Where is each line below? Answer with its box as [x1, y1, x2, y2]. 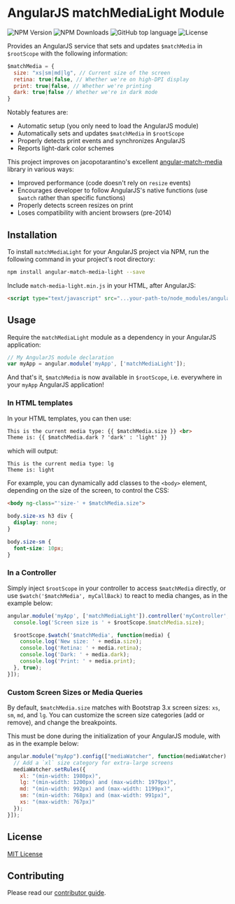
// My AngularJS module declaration [7, 354, 114, 361]
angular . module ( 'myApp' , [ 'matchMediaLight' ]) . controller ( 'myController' [7, 612, 227, 619]
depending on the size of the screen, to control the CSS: [7, 486, 169, 495]
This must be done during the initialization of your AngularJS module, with [7, 731, 220, 740]
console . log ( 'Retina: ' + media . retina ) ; [20, 644, 142, 652]
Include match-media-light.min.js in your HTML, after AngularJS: [7, 281, 197, 289]
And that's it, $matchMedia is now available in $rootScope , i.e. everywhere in [7, 373, 222, 382]
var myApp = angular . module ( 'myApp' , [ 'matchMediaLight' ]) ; [7, 360, 187, 368]
